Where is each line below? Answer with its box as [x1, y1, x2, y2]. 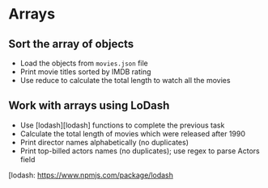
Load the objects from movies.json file [19, 58, 148, 68]
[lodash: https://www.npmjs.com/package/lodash [8, 170, 174, 180]
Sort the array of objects [8, 37, 134, 51]
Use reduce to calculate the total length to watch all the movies [19, 76, 231, 85]
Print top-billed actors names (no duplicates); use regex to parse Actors [19, 146, 261, 156]
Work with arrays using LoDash [8, 98, 170, 113]
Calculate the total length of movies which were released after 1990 [19, 128, 245, 138]
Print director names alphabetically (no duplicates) [19, 137, 189, 147]
